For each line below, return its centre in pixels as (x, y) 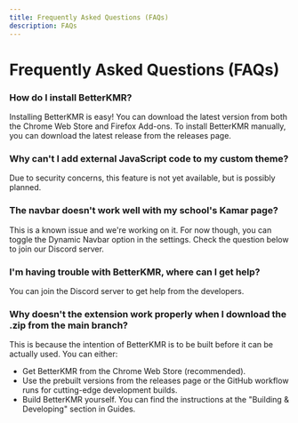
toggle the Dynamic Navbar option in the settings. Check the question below (149, 239)
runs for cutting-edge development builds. (100, 390)
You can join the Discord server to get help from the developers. (127, 291)
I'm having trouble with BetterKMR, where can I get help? (135, 272)
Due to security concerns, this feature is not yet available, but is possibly (142, 178)
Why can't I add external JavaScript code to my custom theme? (149, 158)
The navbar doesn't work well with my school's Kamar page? (144, 211)
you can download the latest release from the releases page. (120, 135)
